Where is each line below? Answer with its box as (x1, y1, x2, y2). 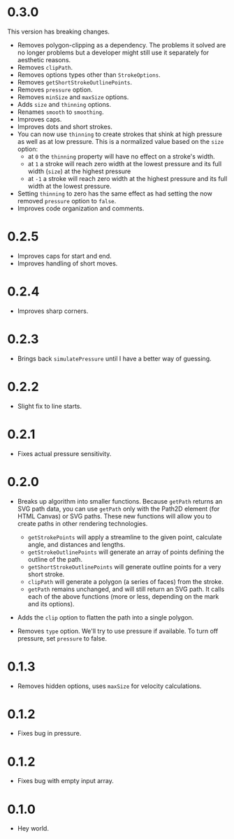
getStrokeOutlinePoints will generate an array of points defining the (27, 548, 225, 556)
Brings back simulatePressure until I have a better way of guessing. (17, 354, 212, 363)
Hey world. (17, 824, 49, 833)
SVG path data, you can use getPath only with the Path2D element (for (17, 504, 220, 513)
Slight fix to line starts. (17, 402, 82, 410)
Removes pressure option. (17, 85, 93, 94)
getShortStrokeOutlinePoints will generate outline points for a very (27, 562, 221, 571)
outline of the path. (27, 555, 82, 563)
